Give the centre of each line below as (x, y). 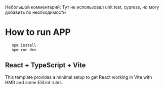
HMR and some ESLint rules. (34, 82)
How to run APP (38, 32)
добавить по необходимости (36, 12)
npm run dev (24, 50)
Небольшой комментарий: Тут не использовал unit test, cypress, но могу (82, 7)
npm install (24, 45)
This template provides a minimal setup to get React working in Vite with (79, 77)
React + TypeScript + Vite (45, 65)
